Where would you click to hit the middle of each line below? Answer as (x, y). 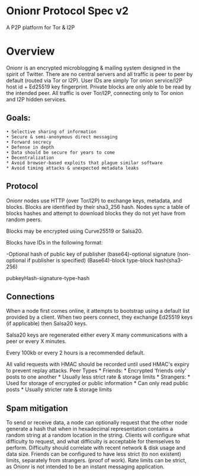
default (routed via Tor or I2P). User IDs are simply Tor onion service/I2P (94, 80)
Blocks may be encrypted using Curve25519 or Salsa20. (75, 231)
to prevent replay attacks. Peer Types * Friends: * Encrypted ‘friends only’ (96, 371)
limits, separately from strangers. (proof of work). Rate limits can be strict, (96, 461)
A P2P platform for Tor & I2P (41, 27)
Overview (31, 51)
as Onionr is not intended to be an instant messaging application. (85, 467)
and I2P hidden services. (36, 99)
